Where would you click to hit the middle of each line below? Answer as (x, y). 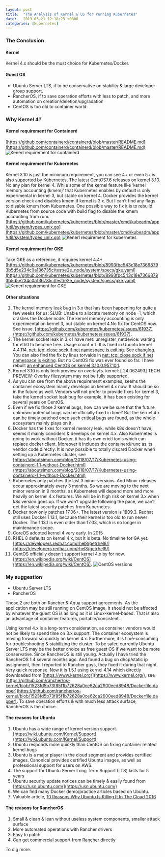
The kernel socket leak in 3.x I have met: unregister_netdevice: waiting (84, 339)
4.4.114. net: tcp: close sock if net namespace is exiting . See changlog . (84, 350)
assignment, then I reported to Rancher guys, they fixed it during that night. (82, 664)
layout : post (19, 10)
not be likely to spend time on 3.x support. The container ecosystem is (77, 633)
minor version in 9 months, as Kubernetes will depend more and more (83, 491)
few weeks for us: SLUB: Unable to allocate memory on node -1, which (84, 313)
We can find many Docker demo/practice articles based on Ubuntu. (81, 791)
